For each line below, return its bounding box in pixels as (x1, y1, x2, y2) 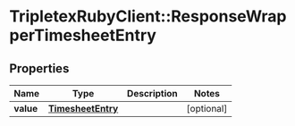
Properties (9, 61, 70, 76)
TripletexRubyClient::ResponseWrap (9, 6, 287, 27)
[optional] (186, 103, 228, 114)
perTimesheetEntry (9, 25, 156, 46)
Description (126, 88, 179, 99)
